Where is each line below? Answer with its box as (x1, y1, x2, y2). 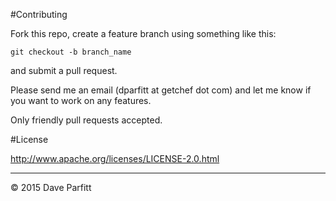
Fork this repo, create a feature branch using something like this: (10, 28, 277, 39)
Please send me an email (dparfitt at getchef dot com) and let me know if (10, 84, 312, 96)
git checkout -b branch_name (10, 47, 132, 57)
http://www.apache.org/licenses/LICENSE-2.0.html (10, 153, 220, 164)
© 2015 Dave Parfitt (10, 182, 92, 193)
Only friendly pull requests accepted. (10, 114, 163, 126)
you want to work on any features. (10, 95, 152, 106)
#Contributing (10, 9, 68, 20)
